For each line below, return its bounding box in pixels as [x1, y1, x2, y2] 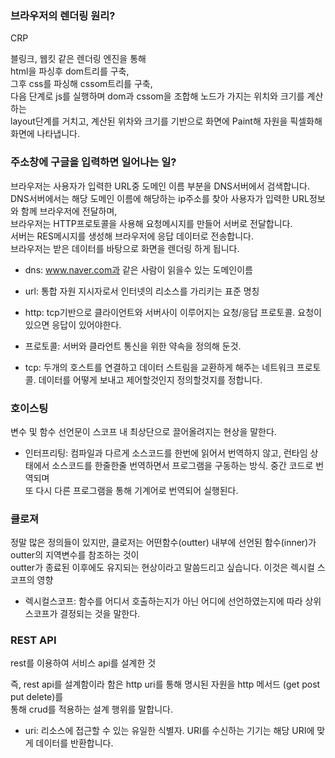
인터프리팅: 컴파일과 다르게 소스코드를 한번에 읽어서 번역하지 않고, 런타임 [24, 447, 308, 459]
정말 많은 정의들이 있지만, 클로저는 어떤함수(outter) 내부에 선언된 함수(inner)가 [10, 537, 317, 549]
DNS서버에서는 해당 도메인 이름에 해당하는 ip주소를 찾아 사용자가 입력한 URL [10, 192, 310, 204]
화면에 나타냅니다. [10, 128, 81, 140]
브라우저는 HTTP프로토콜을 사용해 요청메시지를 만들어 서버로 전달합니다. [10, 217, 293, 229]
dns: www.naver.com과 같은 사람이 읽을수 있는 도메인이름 [24, 263, 253, 276]
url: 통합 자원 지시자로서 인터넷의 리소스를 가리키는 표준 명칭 [24, 285, 260, 297]
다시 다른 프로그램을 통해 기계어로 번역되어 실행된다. [35, 484, 239, 496]
